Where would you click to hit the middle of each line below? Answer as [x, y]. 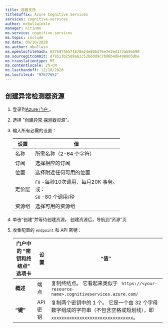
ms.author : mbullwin [27, 47]
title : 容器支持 [20, 10]
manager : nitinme [23, 28]
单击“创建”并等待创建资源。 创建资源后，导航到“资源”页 [69, 219]
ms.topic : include [24, 38]
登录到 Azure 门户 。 [33, 109]
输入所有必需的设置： [34, 130]
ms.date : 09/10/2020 [27, 42]
